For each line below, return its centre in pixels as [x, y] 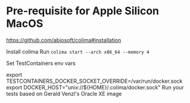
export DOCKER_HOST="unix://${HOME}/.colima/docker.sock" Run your [95, 87]
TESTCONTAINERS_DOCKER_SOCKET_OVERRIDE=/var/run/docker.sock [94, 81]
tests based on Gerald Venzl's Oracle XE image [64, 93]
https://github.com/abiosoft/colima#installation [64, 40]
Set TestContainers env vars [41, 63]
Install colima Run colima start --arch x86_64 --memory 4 [78, 51]
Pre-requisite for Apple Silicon [83, 11]
